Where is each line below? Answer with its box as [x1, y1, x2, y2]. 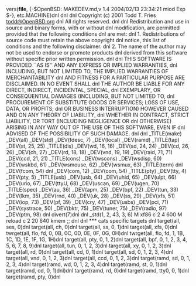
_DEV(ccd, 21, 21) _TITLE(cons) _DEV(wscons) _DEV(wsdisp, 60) [6, 155, 162, 162]
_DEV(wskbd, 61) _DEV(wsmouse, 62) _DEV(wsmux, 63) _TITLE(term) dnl [6, 161, 183, 168]
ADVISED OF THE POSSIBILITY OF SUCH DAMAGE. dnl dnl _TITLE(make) [6, 130, 183, 137]
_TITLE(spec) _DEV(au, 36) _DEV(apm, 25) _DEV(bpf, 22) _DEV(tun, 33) [6, 186, 178, 193]
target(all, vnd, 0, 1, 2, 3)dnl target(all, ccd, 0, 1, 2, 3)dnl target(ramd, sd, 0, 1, [6, 255, 191, 261]
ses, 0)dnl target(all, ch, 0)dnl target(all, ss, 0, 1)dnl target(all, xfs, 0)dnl [6, 223, 177, 230]
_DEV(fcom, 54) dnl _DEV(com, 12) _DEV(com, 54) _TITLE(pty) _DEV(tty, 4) [6, 168, 187, 174]
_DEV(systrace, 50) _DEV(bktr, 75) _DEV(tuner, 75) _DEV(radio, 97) [6, 205, 167, 212]
